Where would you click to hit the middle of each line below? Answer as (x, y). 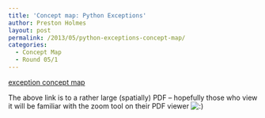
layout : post (30, 30)
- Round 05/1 (37, 60)
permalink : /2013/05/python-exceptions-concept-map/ (97, 38)
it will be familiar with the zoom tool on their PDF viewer (99, 106)
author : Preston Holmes (47, 23)
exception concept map (47, 82)
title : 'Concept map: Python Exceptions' (78, 15)
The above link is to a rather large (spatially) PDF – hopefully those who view (133, 97)
